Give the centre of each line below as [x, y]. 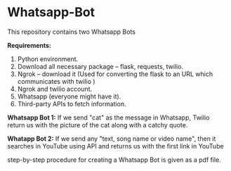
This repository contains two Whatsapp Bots [71, 32]
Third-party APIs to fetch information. [72, 103]
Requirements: [29, 45]
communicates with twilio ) [57, 81]
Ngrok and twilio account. [55, 89]
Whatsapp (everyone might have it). [69, 96]
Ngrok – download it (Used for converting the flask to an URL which [115, 74]
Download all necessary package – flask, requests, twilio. [100, 66]
